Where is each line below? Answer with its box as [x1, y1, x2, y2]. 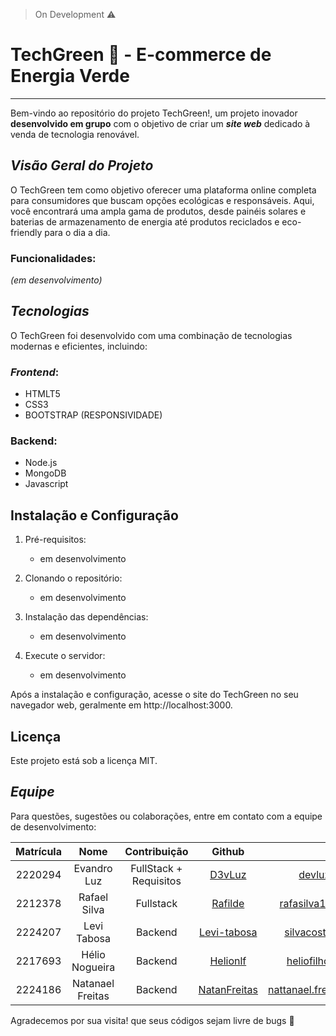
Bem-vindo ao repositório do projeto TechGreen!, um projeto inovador [10, 107, 298, 119]
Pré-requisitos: [24, 534, 87, 546]
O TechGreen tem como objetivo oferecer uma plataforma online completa [10, 184, 317, 196]
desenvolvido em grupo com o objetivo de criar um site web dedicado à [10, 117, 311, 129]
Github [211, 844, 245, 858]
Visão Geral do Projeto [10, 157, 154, 174]
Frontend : [10, 365, 60, 379]
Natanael [72, 976, 115, 990]
